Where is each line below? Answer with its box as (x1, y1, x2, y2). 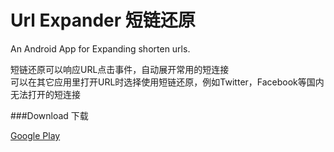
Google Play (10, 129, 61, 141)
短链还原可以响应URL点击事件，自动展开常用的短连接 (10, 63, 230, 75)
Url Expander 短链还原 (10, 9, 196, 32)
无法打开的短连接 (10, 88, 81, 100)
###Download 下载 (10, 109, 89, 121)
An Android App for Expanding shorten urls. (10, 42, 191, 55)
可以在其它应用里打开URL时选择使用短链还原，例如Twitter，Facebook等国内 (10, 76, 325, 88)
